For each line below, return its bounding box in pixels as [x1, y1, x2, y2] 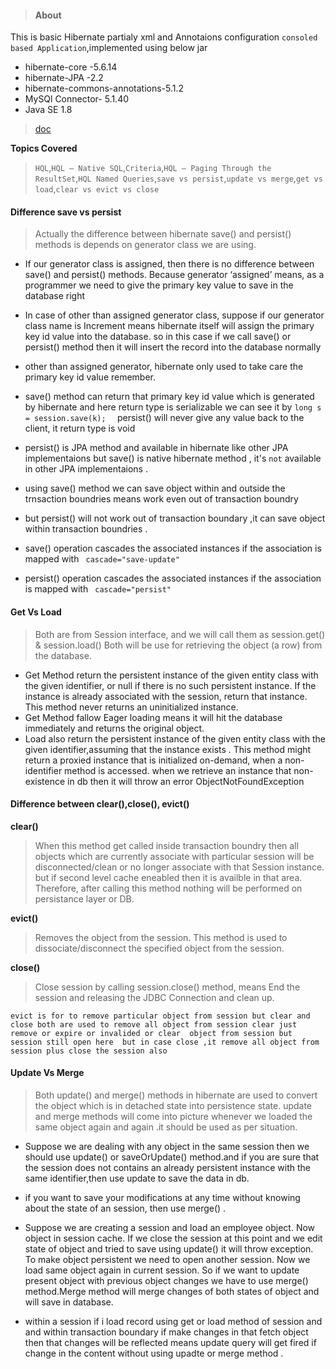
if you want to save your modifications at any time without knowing [24, 1192, 301, 1204]
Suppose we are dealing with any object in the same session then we [24, 1141, 310, 1153]
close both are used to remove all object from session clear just [10, 1019, 298, 1030]
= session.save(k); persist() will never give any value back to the [24, 412, 305, 424]
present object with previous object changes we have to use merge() [24, 1275, 309, 1287]
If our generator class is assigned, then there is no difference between [24, 258, 315, 270]
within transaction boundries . [24, 523, 148, 535]
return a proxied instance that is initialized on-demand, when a [24, 754, 283, 766]
